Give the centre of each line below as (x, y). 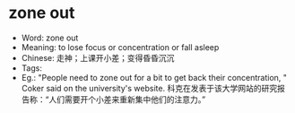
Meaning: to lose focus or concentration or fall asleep (120, 47)
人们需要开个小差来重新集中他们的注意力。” (127, 99)
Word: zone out (50, 38)
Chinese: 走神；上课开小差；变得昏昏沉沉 (98, 57)
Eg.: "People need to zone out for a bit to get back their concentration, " (154, 77)
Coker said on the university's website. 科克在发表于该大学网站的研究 (149, 88)
